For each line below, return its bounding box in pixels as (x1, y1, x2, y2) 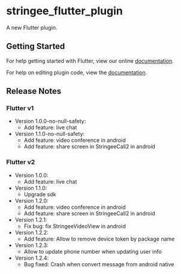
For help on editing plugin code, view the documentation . (6, 69, 147, 76)
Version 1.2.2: (14, 229, 49, 236)
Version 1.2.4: (14, 254, 49, 261)
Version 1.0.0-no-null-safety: (14, 118, 86, 125)
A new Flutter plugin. (6, 24, 58, 31)
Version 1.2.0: (14, 197, 49, 204)
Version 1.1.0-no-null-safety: (14, 130, 85, 138)
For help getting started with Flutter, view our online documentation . (6, 57, 174, 64)
